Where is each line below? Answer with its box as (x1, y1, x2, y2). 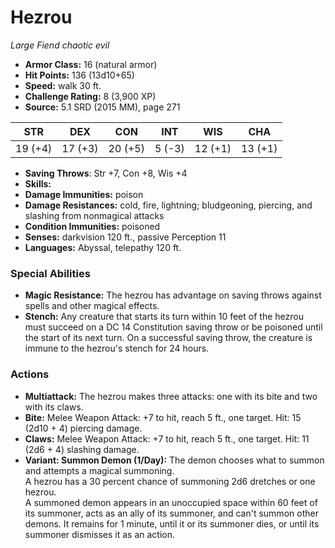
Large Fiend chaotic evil (10, 39, 110, 51)
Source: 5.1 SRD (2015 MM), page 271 (24, 101, 181, 113)
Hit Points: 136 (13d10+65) (24, 69, 135, 81)
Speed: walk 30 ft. (24, 79, 102, 91)
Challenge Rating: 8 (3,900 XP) (24, 90, 157, 102)
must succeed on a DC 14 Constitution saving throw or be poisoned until (24, 321, 323, 333)
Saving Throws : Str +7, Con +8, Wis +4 (24, 167, 188, 179)
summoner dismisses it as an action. (24, 528, 175, 540)
